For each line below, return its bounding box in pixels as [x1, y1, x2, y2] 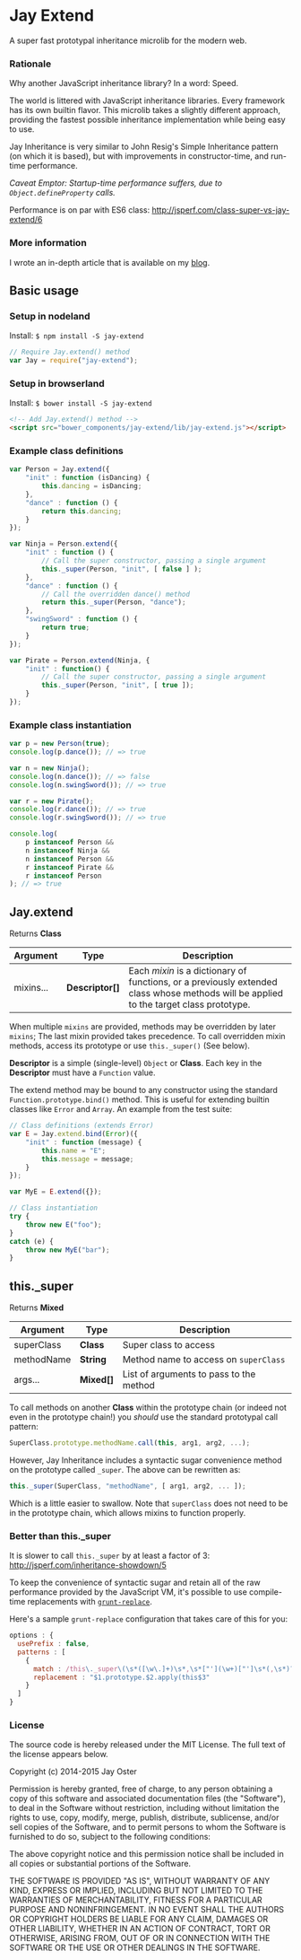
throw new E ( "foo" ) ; [25, 1220, 102, 1229]
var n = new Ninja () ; [9, 764, 90, 773]
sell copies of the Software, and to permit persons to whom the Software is [9, 1822, 287, 1833]
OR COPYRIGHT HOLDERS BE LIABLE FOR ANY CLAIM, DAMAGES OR [9, 1913, 269, 1925]
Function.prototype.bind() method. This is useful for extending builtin [9, 1094, 271, 1105]
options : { [9, 1631, 54, 1641]
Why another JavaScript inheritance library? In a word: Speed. [9, 78, 239, 89]
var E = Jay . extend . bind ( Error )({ [9, 1130, 139, 1139]
